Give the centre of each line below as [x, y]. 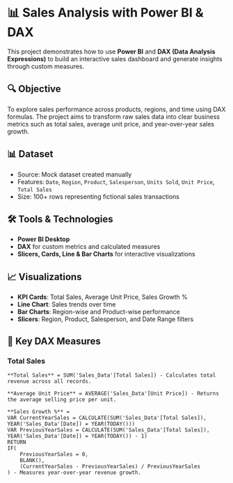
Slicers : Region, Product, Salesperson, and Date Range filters [105, 319]
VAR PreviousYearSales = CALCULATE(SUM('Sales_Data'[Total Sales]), [109, 430]
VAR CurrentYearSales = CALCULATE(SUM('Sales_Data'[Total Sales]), [107, 418]
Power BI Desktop [43, 239]
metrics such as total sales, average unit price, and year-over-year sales [111, 124]
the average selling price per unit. [62, 400]
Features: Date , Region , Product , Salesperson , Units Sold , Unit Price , [116, 181]
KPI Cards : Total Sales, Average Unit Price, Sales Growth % [102, 297]
